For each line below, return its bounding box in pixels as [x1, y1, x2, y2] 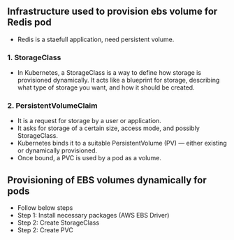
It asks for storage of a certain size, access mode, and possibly [17, 124, 200, 132]
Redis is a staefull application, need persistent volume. [17, 35, 175, 43]
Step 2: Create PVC [17, 226, 73, 234]
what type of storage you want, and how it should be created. [17, 83, 195, 92]
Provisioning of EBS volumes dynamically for [7, 174, 207, 186]
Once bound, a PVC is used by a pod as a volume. [17, 154, 162, 162]
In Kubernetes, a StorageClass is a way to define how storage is [17, 69, 201, 77]
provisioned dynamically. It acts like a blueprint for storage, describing [17, 76, 220, 85]
